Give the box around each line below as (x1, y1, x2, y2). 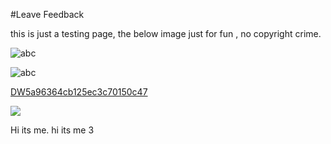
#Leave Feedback (10, 9, 85, 20)
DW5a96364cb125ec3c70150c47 (10, 86, 148, 98)
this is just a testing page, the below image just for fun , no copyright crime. (10, 28, 322, 39)
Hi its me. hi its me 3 (10, 124, 95, 136)
